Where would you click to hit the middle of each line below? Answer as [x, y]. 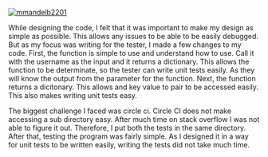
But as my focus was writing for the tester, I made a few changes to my [125, 45]
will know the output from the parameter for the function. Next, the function [132, 78]
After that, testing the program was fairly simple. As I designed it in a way [128, 136]
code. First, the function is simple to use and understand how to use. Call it [131, 53]
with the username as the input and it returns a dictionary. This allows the [129, 61]
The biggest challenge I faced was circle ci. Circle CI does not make [120, 111]
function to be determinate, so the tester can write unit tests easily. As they [132, 70]
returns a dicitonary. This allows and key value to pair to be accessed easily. [134, 87]
